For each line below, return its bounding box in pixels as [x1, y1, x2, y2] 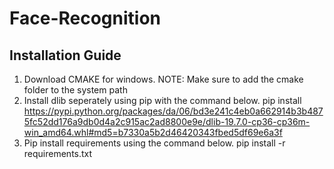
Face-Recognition [9, 7, 162, 30]
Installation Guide [9, 47, 122, 64]
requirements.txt [23, 148, 93, 159]
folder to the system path [23, 84, 128, 96]
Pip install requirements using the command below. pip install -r [23, 137, 286, 149]
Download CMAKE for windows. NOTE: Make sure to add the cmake [23, 73, 304, 85]
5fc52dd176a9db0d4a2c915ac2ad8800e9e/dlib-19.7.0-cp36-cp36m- [23, 116, 311, 127]
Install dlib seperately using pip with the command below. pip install [23, 95, 302, 106]
